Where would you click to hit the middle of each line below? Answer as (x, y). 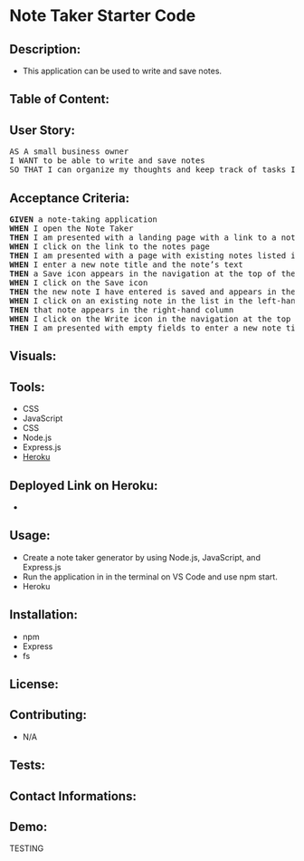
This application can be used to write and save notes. (122, 71)
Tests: (27, 765)
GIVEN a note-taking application (84, 220)
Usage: (30, 536)
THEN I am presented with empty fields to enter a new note (146, 328)
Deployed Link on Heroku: (84, 485)
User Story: (42, 130)
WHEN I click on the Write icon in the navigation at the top (150, 319)
